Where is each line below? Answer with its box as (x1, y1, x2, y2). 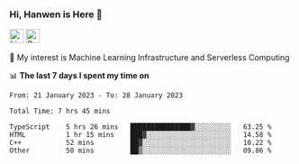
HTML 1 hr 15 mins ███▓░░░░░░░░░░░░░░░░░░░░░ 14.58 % (9, 131, 272, 140)
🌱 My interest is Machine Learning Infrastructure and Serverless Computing (9, 52, 290, 63)
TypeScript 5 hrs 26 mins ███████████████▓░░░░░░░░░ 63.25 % (9, 123, 272, 132)
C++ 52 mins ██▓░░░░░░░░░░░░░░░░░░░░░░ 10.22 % (9, 139, 272, 148)
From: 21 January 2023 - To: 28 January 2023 (9, 91, 183, 100)
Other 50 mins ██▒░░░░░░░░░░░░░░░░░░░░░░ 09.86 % (9, 146, 272, 156)
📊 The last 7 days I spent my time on (9, 70, 150, 81)
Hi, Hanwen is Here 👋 (9, 8, 103, 21)
